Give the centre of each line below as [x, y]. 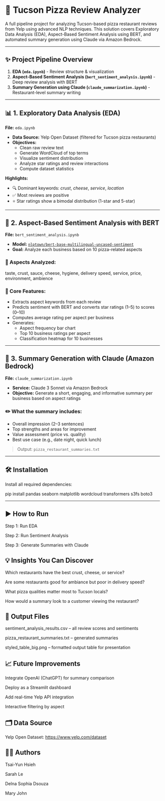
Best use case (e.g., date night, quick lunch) [57, 440]
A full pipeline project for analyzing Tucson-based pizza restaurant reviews [81, 24]
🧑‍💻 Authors [23, 752]
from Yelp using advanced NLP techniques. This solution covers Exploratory [82, 29]
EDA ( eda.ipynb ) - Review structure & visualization [63, 72]
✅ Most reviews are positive [41, 195]
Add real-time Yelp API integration [40, 697]
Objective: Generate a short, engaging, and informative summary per [82, 393]
